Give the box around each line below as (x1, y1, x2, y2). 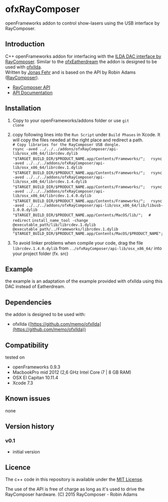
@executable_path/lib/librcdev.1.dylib (12, 222, 96, 227)
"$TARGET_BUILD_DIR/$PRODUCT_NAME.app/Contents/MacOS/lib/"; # (12, 212, 151, 217)
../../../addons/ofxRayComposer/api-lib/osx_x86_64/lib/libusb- (26, 203, 163, 208)
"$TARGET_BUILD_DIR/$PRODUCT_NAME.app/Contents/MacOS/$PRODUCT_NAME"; (12, 231, 163, 236)
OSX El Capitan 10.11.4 (12, 375, 59, 380)
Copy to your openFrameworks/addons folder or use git (12, 117, 129, 123)
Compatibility (5, 341, 49, 349)
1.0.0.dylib (12, 207, 38, 212)
